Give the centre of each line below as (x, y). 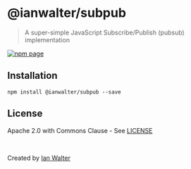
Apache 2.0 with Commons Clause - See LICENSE (80, 130)
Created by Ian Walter (39, 158)
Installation (32, 76)
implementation (47, 39)
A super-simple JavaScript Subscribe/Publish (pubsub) (104, 32)
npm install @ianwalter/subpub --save (64, 92)
